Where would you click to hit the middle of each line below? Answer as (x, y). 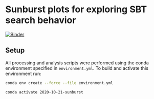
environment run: (24, 73)
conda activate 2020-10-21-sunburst (44, 92)
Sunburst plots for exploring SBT (76, 9)
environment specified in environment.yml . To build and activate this (77, 68)
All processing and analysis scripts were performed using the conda (77, 63)
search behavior (41, 20)
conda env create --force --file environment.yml (59, 83)
